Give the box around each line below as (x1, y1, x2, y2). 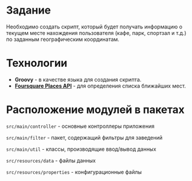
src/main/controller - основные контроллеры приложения (6, 122, 155, 130)
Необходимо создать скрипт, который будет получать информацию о (6, 23, 183, 30)
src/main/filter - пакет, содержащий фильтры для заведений (6, 134, 163, 141)
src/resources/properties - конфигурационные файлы (6, 168, 142, 175)
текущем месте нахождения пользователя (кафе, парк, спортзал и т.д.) (6, 29, 187, 36)
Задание (6, 4, 51, 17)
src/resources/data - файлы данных (6, 157, 96, 164)
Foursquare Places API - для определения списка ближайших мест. (14, 82, 186, 89)
